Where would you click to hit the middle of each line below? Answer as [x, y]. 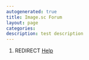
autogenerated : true [32, 12]
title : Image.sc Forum [34, 17]
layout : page [22, 23]
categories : [21, 28]
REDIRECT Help [34, 50]
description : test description [45, 34]
